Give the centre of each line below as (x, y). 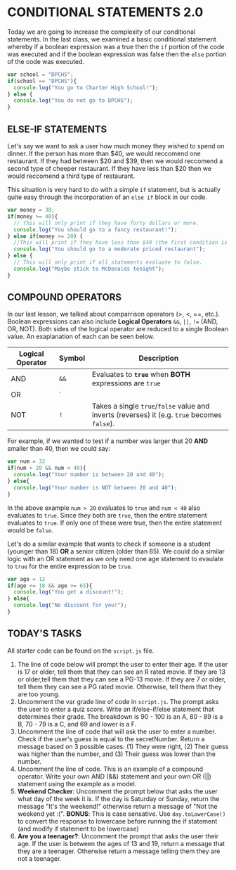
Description (159, 358)
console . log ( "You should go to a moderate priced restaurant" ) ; (110, 249)
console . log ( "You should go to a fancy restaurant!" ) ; (96, 229)
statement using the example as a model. (77, 783)
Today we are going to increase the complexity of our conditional (101, 32)
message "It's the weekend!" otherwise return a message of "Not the (117, 806)
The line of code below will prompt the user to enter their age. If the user (123, 664)
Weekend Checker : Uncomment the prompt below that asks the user (117, 791)
